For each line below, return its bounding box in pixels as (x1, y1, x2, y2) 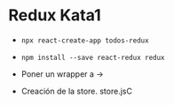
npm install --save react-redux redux (20, 53, 165, 62)
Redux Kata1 (8, 5, 101, 26)
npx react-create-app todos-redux (20, 36, 149, 45)
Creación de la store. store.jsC (20, 86, 132, 96)
